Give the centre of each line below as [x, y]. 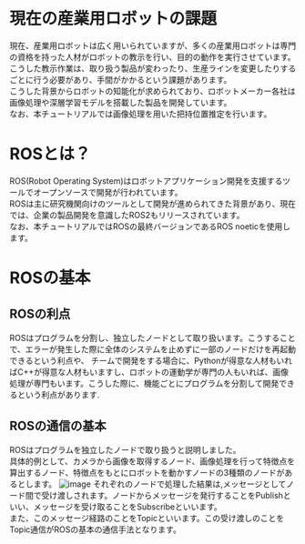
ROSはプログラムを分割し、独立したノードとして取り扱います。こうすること [152, 337]
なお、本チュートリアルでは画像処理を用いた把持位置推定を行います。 [141, 114]
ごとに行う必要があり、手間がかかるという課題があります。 [121, 79]
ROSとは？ [50, 154]
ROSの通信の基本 [58, 426]
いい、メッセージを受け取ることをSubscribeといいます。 [116, 507]
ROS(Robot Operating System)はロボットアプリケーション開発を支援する [146, 181]
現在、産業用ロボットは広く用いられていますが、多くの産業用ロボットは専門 [153, 45]
